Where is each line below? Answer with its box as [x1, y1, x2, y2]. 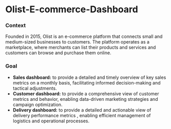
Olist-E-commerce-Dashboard [5, 4, 139, 15]
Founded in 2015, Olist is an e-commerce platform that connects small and [5, 33, 163, 39]
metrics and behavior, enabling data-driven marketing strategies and [12, 96, 158, 102]
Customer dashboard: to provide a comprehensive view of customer [12, 91, 159, 97]
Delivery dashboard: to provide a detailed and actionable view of [12, 106, 151, 113]
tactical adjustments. [12, 85, 58, 91]
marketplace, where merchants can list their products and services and [5, 45, 156, 51]
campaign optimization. [12, 101, 63, 107]
